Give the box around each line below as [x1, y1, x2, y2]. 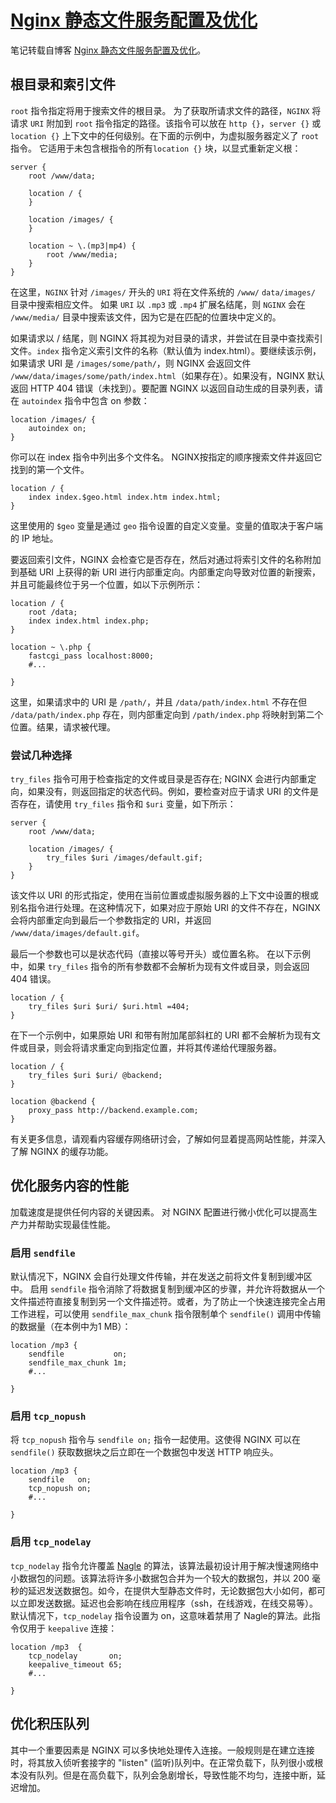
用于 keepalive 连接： [27, 1622, 118, 1634]
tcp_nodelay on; [28, 1651, 123, 1661]
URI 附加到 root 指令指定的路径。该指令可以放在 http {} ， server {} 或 [29, 117, 322, 129]
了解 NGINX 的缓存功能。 [10, 1146, 114, 1158]
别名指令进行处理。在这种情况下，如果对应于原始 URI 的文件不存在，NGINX [10, 902, 321, 914]
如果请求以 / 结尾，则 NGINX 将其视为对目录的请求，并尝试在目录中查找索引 [10, 332, 323, 344]
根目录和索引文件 [10, 76, 116, 93]
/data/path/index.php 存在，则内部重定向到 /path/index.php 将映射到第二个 [10, 708, 324, 720]
